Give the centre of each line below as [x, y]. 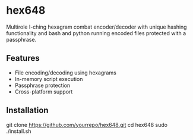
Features [23, 58]
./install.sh [19, 131]
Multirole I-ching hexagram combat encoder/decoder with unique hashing [96, 27]
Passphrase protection [42, 85]
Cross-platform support [44, 91]
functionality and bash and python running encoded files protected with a [96, 33]
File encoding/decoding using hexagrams [66, 73]
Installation [27, 111]
